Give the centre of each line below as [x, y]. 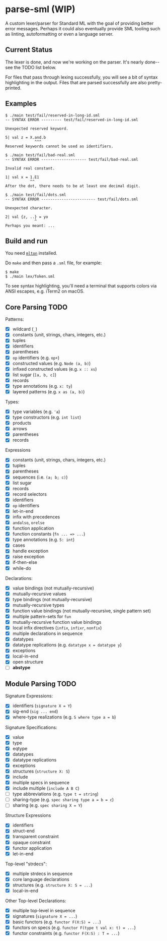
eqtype [20, 748]
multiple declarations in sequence [48, 633]
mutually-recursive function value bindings [57, 622]
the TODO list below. [35, 67]
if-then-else [25, 562]
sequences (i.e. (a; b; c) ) [40, 477]
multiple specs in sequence [41, 782]
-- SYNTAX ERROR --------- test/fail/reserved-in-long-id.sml [72, 120]
